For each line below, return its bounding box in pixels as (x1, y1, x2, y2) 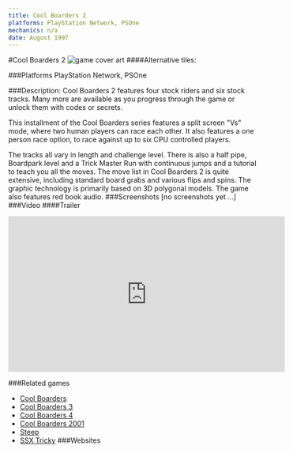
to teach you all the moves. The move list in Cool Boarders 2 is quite (8, 167, 229, 176)
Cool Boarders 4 (19, 410, 73, 420)
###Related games (8, 379, 70, 388)
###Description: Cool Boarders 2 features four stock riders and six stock (8, 86, 245, 96)
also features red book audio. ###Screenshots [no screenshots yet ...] (8, 192, 237, 202)
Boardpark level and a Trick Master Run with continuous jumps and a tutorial (8, 159, 257, 168)
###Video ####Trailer (8, 201, 81, 210)
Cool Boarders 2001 (19, 419, 85, 428)
